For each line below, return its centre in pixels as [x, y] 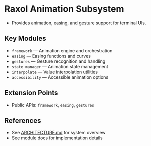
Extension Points [31, 93]
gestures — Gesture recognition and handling [59, 61]
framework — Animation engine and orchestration [62, 50]
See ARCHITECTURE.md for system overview [59, 133]
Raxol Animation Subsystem [64, 9]
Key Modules [25, 39]
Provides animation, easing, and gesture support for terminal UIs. [79, 23]
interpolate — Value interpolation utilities [55, 72]
